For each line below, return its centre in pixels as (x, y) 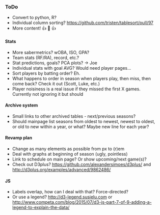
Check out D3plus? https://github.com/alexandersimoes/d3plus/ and (81, 164)
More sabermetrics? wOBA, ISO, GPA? (51, 52)
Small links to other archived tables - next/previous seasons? (74, 116)
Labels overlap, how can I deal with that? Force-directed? (70, 192)
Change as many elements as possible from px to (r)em (68, 149)
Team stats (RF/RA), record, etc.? (46, 57)
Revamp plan (19, 138)
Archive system (22, 105)
